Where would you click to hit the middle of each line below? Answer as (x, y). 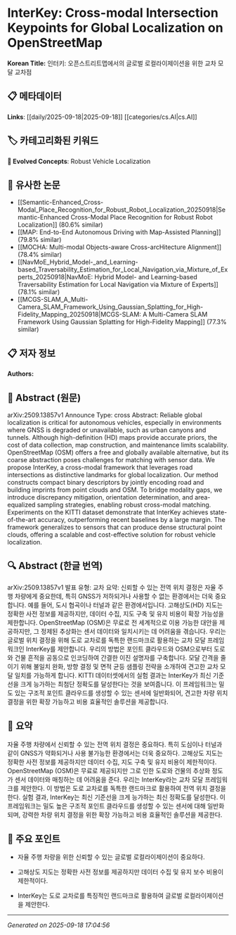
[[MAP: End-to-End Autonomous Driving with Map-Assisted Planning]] (119, 232)
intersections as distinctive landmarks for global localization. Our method (113, 475)
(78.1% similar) (39, 292)
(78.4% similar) (39, 255)
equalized (21, 505)
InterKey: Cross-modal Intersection (113, 13)
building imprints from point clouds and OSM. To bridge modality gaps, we (115, 490)
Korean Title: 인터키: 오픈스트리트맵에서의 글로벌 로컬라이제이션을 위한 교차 (112, 63)
